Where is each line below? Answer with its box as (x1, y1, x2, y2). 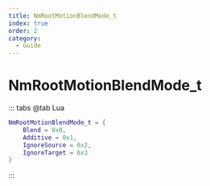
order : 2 (8, 27, 38, 35)
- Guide (15, 42, 42, 50)
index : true (8, 19, 48, 27)
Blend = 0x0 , (23, 126, 67, 134)
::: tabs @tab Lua (8, 103, 65, 113)
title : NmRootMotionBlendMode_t (8, 11, 117, 20)
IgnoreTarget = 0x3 (23, 148, 89, 157)
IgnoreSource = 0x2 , (23, 141, 92, 149)
